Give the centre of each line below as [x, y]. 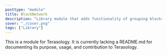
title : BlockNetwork [27, 14]
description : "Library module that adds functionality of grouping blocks [84, 19]
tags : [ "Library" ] [24, 28]
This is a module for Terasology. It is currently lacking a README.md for [79, 42]
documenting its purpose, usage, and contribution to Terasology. [72, 47]
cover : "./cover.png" [28, 23]
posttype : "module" [25, 10]
